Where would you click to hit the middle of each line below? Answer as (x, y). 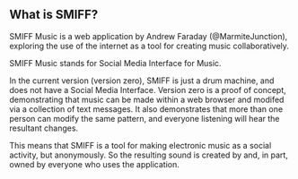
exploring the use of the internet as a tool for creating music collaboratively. (149, 46)
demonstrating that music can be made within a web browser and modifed (147, 99)
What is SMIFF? (54, 15)
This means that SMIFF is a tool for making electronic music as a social (140, 145)
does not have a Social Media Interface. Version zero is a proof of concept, (148, 89)
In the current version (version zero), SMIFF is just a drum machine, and (142, 81)
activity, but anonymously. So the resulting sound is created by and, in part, (149, 155)
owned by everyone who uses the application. (94, 164)
